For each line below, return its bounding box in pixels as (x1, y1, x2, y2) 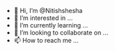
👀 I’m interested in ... (13, 14, 73, 22)
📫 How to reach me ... (13, 37, 79, 44)
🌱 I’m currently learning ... (13, 21, 89, 29)
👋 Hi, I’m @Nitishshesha (13, 7, 83, 14)
